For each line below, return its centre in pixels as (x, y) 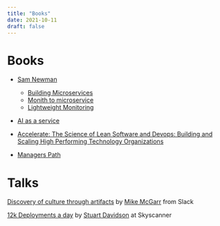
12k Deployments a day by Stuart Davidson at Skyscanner (90, 215)
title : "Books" (29, 13)
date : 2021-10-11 (32, 20)
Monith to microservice (61, 100)
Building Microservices (60, 93)
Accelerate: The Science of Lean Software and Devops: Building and (115, 134)
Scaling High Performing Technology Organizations (90, 141)
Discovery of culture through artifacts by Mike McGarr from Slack (100, 202)
